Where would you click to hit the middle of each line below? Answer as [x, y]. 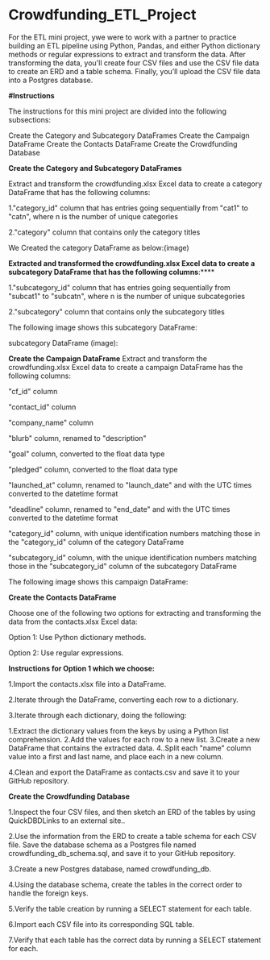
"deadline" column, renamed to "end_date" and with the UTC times [119, 509]
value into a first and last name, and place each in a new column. [116, 756]
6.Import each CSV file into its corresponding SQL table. [102, 924]
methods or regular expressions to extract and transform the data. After [127, 54]
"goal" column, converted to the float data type [87, 454]
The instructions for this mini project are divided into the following [118, 111]
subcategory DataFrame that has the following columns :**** [112, 272]
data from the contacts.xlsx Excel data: [73, 621]
